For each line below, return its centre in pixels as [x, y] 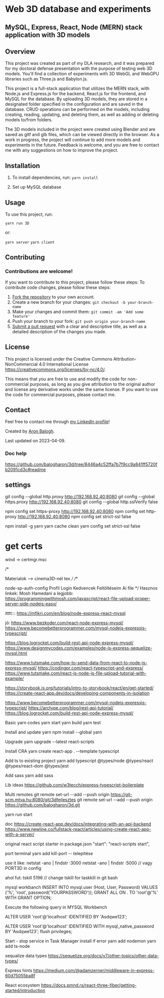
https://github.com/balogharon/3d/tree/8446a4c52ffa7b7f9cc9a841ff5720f [81, 464]
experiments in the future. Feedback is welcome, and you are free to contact [82, 145]
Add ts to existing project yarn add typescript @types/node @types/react [79, 761]
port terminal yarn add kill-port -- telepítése [49, 854]
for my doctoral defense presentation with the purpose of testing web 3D [79, 69]
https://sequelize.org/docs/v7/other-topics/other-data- [104, 956]
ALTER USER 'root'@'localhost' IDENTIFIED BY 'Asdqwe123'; [66, 917]
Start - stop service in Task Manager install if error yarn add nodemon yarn [81, 941]
